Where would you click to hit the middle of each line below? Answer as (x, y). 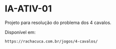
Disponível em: (20, 32)
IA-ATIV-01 (28, 9)
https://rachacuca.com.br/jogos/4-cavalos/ (51, 41)
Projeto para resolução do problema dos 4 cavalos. (58, 22)
